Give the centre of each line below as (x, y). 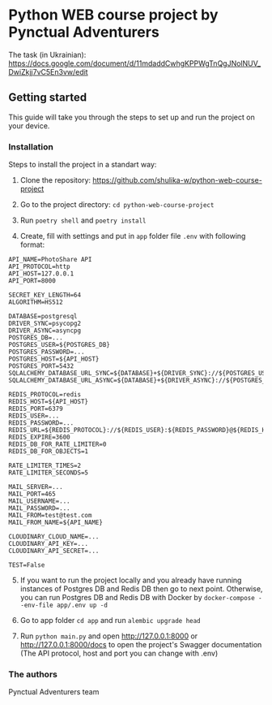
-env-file (37, 606)
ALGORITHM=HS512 (36, 302)
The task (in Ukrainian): (47, 54)
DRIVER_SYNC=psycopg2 (45, 324)
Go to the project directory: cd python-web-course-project (117, 205)
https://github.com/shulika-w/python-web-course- (178, 180)
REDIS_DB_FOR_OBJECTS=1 (49, 452)
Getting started (48, 98)
